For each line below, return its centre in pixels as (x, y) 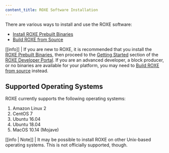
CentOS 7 (22, 114)
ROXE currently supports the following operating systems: (66, 98)
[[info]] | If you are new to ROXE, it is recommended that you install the (79, 49)
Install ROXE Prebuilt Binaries (43, 34)
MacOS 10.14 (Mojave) (36, 130)
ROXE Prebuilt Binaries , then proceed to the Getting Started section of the (82, 55)
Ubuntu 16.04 (26, 119)
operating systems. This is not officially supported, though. (66, 145)
